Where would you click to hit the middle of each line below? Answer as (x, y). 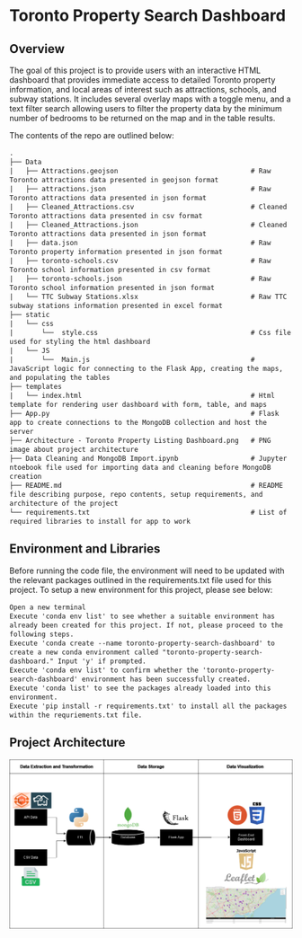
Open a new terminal (48, 607)
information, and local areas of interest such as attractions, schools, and (143, 89)
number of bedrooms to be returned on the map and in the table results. (142, 118)
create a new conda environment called (84, 652)
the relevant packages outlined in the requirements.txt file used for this (141, 580)
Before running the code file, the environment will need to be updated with (147, 571)
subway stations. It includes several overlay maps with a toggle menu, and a (150, 99)
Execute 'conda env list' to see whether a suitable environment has (142, 616)
